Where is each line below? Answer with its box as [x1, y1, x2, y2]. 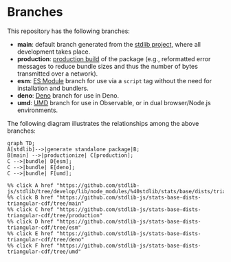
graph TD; [7, 140, 36, 146]
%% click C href [7, 206, 54, 213]
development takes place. [16, 47, 91, 56]
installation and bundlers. [16, 84, 89, 92]
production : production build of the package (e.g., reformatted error [16, 54, 211, 63]
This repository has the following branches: [7, 27, 131, 35]
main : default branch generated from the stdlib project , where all [16, 40, 201, 48]
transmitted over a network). [16, 69, 98, 78]
